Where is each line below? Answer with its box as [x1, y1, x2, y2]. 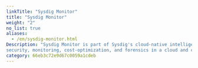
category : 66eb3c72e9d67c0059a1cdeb [6, 53, 96, 59]
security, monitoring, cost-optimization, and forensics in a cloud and [6, 47, 189, 53]
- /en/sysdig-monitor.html [11, 36, 78, 42]
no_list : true [6, 25, 41, 31]
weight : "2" [6, 20, 35, 25]
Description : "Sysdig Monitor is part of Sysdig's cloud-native [6, 42, 167, 48]
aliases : [6, 31, 28, 37]
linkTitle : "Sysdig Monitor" [6, 8, 78, 15]
